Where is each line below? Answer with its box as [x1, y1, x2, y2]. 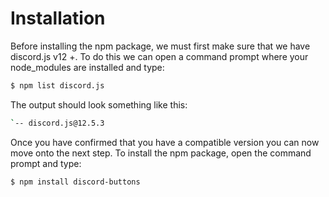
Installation [10, 7, 106, 30]
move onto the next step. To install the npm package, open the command [10, 147, 312, 159]
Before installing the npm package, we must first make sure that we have [10, 40, 311, 52]
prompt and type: [10, 157, 82, 169]
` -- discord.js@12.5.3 [10, 118, 105, 128]
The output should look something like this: [10, 98, 188, 111]
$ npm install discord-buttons [10, 177, 141, 187]
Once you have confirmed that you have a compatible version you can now [10, 136, 320, 148]
